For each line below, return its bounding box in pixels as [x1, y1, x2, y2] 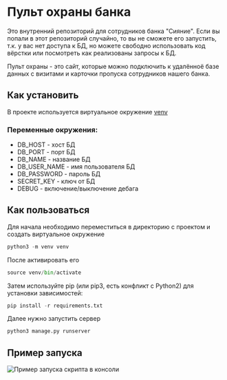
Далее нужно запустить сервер [7, 315, 101, 323]
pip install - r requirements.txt [7, 302, 103, 309]
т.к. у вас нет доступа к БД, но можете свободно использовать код [7, 41, 206, 50]
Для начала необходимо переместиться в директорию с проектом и [7, 222, 211, 231]
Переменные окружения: [7, 125, 98, 134]
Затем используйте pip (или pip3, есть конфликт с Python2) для [7, 282, 194, 290]
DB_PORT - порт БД [17, 148, 76, 156]
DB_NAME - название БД [17, 156, 91, 164]
